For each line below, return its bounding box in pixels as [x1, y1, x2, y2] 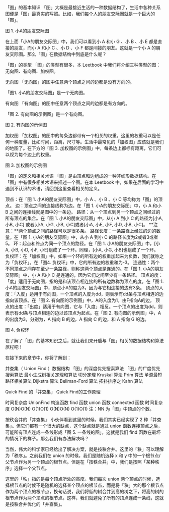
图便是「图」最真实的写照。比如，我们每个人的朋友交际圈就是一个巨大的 [5, 11, 155, 17]
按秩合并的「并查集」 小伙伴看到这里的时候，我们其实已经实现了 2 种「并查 [5, 417, 162, 423]
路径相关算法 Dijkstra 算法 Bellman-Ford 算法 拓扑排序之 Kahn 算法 [5, 378, 143, 384]
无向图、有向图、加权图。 [5, 68, 58, 74]
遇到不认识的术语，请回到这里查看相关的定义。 [5, 186, 102, 191]
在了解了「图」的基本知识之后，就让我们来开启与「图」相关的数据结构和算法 [5, 338, 164, 343]
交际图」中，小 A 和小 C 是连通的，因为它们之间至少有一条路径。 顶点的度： [5, 272, 163, 278]
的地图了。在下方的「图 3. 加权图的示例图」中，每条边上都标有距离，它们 [5, 145, 157, 151]
